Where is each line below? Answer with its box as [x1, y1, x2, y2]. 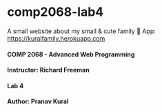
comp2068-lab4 [7, 4, 104, 20]
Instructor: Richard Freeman [7, 66, 90, 74]
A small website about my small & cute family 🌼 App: [7, 27, 156, 35]
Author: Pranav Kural [7, 97, 69, 105]
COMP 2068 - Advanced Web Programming [7, 50, 135, 59]
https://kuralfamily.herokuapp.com [7, 34, 105, 42]
